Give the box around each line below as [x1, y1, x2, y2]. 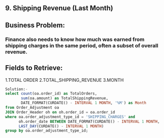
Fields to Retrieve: [5, 64, 63, 72]
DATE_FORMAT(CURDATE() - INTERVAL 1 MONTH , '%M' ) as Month [20, 101, 146, 106]
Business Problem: [5, 21, 65, 29]
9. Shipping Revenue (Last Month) [5, 4, 113, 12]
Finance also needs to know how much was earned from [5, 36, 145, 43]
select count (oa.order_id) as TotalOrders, [5, 91, 97, 96]
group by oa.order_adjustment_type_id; [5, 128, 88, 134]
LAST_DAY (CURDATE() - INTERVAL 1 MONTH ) [18, 124, 104, 129]
